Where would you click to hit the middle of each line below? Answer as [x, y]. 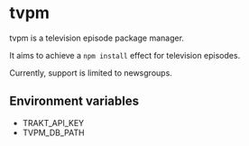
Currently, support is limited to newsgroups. [91, 73]
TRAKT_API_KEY [53, 123]
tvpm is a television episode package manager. [97, 38]
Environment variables [74, 101]
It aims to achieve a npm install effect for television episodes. [125, 55]
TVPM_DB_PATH [53, 132]
